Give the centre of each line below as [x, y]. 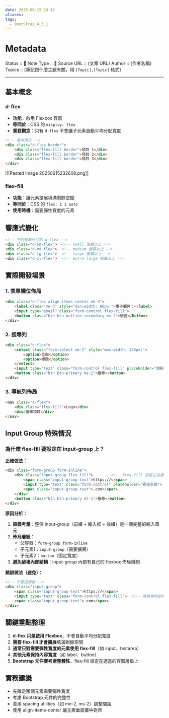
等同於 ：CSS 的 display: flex [44, 124]
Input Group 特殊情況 [38, 434]
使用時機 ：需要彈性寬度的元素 [43, 210]
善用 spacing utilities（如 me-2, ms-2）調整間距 [62, 704]
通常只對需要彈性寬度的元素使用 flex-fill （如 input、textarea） [77, 648]
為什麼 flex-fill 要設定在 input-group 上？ [55, 449]
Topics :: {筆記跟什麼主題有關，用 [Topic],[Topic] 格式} [63, 70]
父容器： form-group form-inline [54, 543]
